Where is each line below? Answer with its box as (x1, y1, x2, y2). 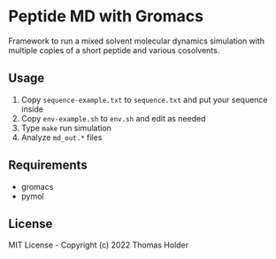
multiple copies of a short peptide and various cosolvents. (8, 44, 220, 55)
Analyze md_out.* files (20, 131, 103, 143)
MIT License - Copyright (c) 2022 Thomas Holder (8, 239, 189, 250)
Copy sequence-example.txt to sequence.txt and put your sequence (20, 94, 268, 105)
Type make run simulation (20, 122, 112, 133)
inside (20, 104, 43, 114)
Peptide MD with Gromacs (8, 6, 204, 27)
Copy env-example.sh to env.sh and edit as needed (20, 113, 206, 123)
